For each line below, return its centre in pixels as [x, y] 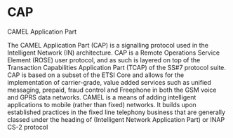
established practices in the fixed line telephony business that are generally [116, 112]
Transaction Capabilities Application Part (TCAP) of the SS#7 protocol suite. [117, 67]
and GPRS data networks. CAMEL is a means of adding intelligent [102, 97]
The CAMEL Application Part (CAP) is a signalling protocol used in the [108, 45]
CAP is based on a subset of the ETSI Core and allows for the [96, 75]
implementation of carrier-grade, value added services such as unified [109, 82]
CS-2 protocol [28, 127]
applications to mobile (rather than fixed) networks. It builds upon [102, 104]
